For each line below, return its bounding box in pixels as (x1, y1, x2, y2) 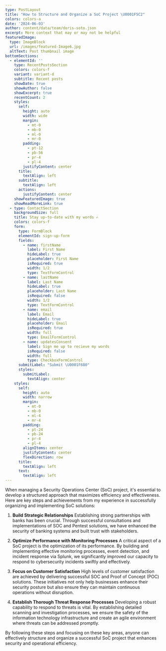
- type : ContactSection (9, 205, 58, 211)
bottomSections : (5, 53, 39, 59)
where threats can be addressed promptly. (12, 620, 100, 626)
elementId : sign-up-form (18, 233, 70, 238)
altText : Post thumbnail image (9, 49, 74, 54)
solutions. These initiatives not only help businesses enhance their (12, 579, 148, 585)
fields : (18, 238, 35, 243)
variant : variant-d (14, 72, 55, 77)
